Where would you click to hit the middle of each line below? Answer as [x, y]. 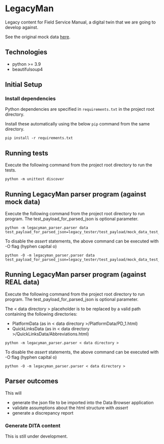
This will [13, 393]
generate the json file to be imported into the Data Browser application [83, 402]
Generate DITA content [33, 425]
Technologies [26, 52]
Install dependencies [31, 99]
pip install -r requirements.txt [39, 138]
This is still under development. [37, 436]
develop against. [22, 27]
